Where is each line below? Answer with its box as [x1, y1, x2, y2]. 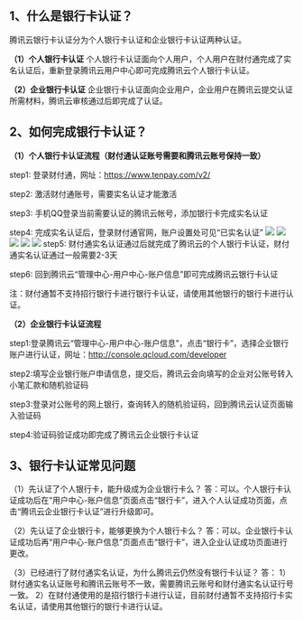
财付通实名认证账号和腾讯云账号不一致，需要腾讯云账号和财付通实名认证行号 [9, 578, 294, 589]
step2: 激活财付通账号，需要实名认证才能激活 [9, 188, 178, 199]
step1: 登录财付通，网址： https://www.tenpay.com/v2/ [9, 169, 211, 180]
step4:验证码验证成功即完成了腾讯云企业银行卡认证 [9, 428, 199, 440]
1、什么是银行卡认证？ [9, 8, 133, 24]
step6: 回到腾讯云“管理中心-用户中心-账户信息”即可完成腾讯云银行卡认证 [9, 268, 279, 279]
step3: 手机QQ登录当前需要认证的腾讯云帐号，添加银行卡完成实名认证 [9, 207, 269, 219]
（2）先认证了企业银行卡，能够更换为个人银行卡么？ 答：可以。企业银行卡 [9, 525, 286, 536]
